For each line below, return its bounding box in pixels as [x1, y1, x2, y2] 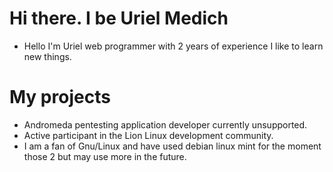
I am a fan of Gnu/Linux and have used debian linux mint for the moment [23, 140, 322, 152]
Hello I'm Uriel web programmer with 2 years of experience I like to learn [23, 40, 324, 52]
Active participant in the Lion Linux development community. [23, 129, 274, 141]
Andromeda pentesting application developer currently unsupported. [23, 118, 308, 131]
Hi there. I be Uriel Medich [9, 7, 229, 30]
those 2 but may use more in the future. [23, 150, 187, 162]
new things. [23, 50, 72, 62]
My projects [9, 86, 111, 109]
